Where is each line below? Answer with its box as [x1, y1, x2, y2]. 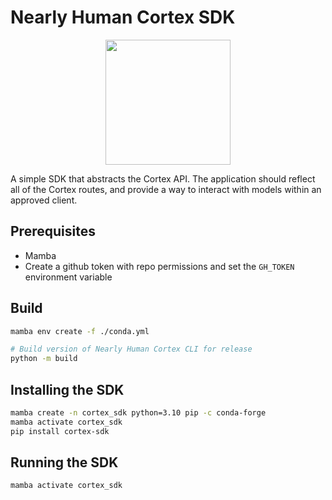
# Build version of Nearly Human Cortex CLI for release [10, 344, 253, 355]
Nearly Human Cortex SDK [10, 6, 236, 29]
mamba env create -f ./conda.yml [10, 326, 150, 336]
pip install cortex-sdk [10, 426, 110, 436]
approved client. [10, 194, 78, 206]
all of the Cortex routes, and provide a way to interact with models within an [10, 183, 322, 195]
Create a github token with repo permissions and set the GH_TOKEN [24, 260, 295, 272]
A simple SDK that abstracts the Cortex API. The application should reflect [10, 172, 316, 185]
